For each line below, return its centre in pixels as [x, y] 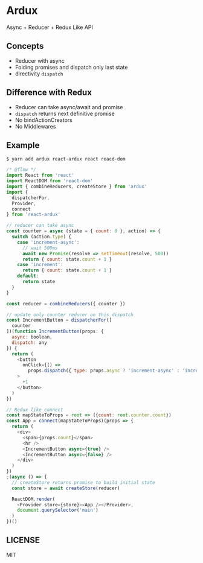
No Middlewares [35, 126]
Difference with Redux [49, 93]
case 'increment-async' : [48, 242]
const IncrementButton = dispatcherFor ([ [59, 320]
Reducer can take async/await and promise [69, 107]
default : [28, 276]
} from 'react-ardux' [34, 215]
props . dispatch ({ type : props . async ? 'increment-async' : [104, 371]
